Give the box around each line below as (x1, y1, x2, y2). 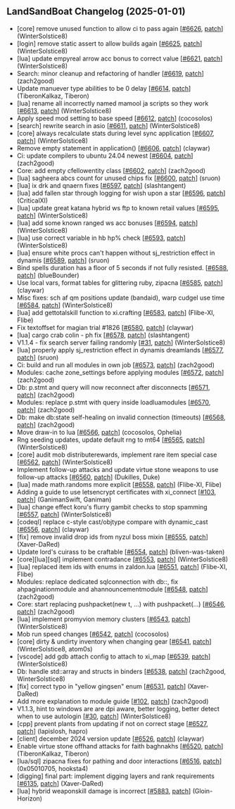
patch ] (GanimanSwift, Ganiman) (16, 495, 112, 504)
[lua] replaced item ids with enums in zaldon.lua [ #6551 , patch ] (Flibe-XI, (16, 562, 228, 571)
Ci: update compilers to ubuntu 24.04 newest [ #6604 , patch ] (16, 151, 193, 160)
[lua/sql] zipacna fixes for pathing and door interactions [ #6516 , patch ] (16, 756, 222, 765)
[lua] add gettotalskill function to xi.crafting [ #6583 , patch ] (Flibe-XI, (16, 308, 215, 317)
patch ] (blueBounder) (16, 271, 80, 279)
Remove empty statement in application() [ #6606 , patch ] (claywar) (16, 144, 210, 152)
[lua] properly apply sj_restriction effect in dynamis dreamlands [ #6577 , (16, 345, 224, 354)
